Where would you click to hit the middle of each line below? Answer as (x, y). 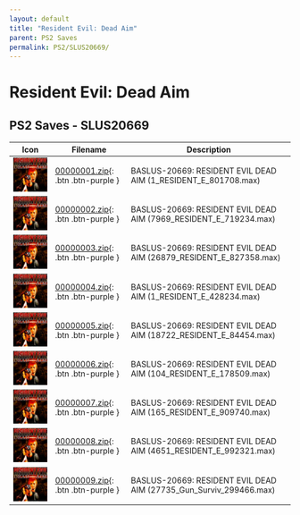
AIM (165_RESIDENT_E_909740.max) (200, 412)
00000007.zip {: (84, 403)
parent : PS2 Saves (43, 38)
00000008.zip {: (84, 442)
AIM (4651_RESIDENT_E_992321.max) (203, 451)
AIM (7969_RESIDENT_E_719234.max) (203, 219)
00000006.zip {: (84, 364)
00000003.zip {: (84, 248)
